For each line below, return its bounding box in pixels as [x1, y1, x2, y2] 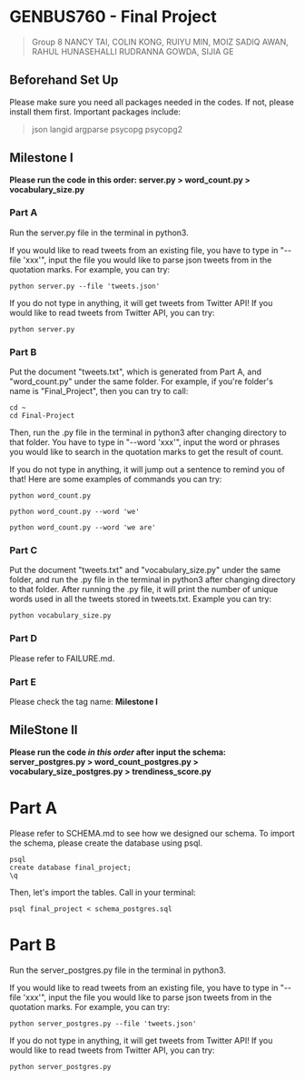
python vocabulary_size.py [9, 611, 112, 620]
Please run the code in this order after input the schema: [9, 747, 227, 758]
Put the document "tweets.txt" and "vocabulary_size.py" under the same [9, 565, 281, 576]
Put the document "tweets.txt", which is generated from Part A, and [9, 366, 261, 378]
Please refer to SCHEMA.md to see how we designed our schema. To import [9, 827, 295, 838]
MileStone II [9, 722, 78, 738]
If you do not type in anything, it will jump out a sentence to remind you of [9, 464, 286, 475]
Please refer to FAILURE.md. [9, 652, 115, 664]
